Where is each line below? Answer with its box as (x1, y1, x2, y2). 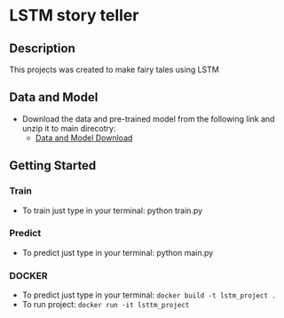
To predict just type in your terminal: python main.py (21, 247, 214, 258)
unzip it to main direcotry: (21, 123, 116, 133)
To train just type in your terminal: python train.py (21, 205, 203, 216)
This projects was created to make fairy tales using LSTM (9, 64, 219, 75)
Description (9, 41, 75, 56)
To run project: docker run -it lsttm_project (21, 299, 190, 310)
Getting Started (9, 158, 97, 173)
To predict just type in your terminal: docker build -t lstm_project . (21, 290, 277, 300)
